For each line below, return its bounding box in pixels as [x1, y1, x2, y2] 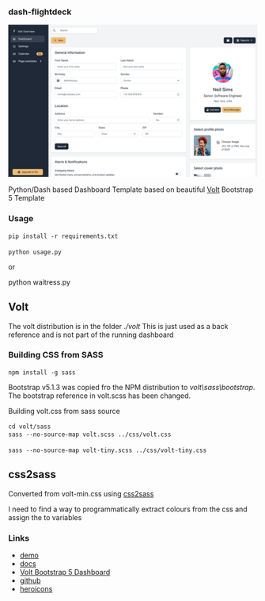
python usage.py [8, 248, 62, 256]
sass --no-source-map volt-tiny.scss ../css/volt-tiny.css [8, 446, 207, 454]
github [19, 576, 41, 585]
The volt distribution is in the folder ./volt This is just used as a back [8, 321, 229, 331]
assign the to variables [8, 512, 82, 522]
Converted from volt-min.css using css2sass [8, 488, 154, 498]
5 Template [8, 193, 45, 203]
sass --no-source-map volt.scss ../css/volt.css [8, 431, 172, 438]
